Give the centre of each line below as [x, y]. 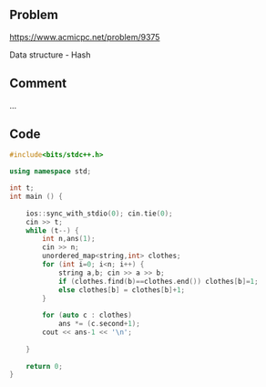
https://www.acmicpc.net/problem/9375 [85, 37]
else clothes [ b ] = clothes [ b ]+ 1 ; [121, 290]
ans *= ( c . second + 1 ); [99, 324]
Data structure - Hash [50, 55]
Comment [38, 84]
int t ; [22, 188]
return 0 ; [45, 366]
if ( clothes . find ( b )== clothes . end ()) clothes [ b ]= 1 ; [158, 281]
